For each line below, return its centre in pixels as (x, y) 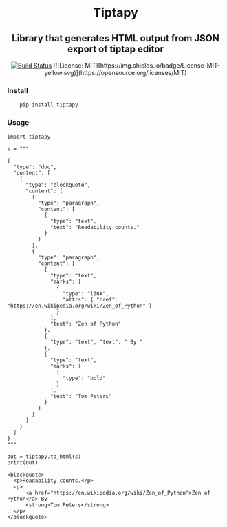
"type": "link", (86, 294)
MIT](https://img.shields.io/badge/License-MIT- (153, 66)
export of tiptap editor (116, 49)
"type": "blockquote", (58, 185)
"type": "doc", (35, 167)
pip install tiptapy (49, 105)
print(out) (23, 463)
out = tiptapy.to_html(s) (44, 457)
